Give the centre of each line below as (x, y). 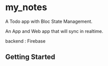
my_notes (26, 7)
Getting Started (30, 57)
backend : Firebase (25, 41)
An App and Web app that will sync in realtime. (54, 31)
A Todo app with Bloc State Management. (49, 21)
